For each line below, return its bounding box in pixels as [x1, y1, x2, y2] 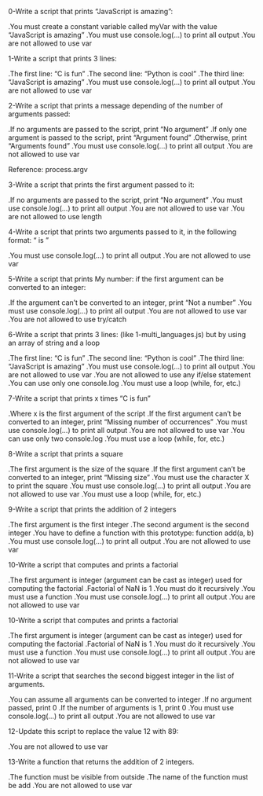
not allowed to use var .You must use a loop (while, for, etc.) [8, 490, 202, 498]
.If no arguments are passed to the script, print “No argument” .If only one [8, 125, 247, 134]
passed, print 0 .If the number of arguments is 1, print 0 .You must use [8, 703, 234, 712]
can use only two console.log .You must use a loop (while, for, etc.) [8, 434, 225, 443]
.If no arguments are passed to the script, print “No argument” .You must [8, 196, 243, 204]
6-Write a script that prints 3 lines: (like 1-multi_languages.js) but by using [8, 330, 247, 339]
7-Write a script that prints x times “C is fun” [8, 394, 152, 403]
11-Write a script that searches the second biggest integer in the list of [8, 671, 235, 680]
